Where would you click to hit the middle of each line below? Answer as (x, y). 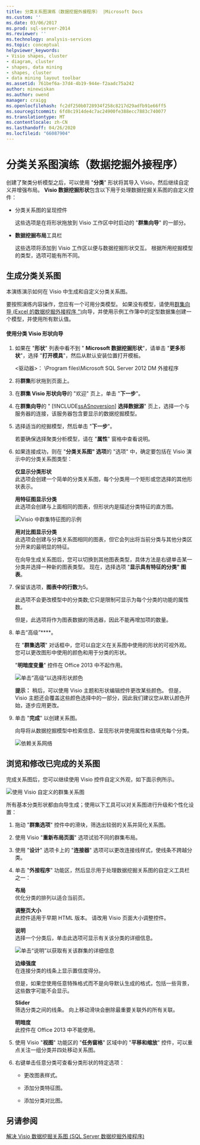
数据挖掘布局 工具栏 (38, 235)
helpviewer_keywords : (33, 51)
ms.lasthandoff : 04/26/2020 (41, 128)
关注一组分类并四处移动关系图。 (59, 1050)
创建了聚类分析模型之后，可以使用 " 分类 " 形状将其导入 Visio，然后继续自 (95, 182)
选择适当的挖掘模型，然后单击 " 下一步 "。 (65, 426)
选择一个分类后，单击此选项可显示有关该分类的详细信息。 (85, 938)
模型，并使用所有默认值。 (43, 319)
